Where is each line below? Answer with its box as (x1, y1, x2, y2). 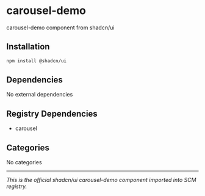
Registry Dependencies (6, 108, 98, 119)
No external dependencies (6, 91, 73, 98)
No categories (6, 159, 42, 166)
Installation (6, 42, 50, 52)
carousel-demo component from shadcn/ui (6, 24, 115, 31)
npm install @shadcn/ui (6, 57, 67, 64)
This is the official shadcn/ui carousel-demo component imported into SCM (6, 176, 196, 184)
